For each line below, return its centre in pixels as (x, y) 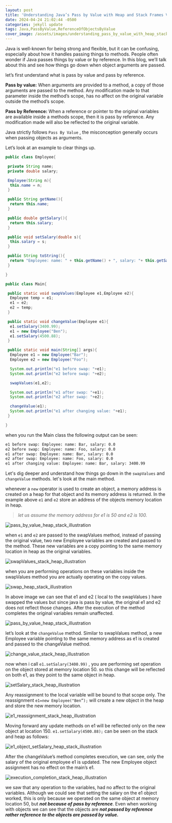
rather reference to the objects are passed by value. (62, 815)
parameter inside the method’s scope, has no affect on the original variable (84, 96)
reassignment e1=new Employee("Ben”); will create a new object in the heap (85, 701)
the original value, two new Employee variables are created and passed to (83, 541)
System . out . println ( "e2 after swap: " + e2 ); (57, 397)
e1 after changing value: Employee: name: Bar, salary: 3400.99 (75, 463)
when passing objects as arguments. (44, 138)
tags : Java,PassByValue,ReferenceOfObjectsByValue (60, 29)
